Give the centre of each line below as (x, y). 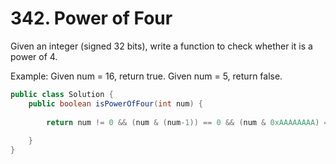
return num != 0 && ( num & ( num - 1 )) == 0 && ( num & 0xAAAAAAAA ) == (189, 122)
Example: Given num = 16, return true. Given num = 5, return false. (146, 76)
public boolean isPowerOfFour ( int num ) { (115, 103)
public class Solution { (62, 94)
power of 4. (34, 56)
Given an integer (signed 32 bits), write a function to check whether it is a (161, 46)
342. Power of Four (91, 18)
